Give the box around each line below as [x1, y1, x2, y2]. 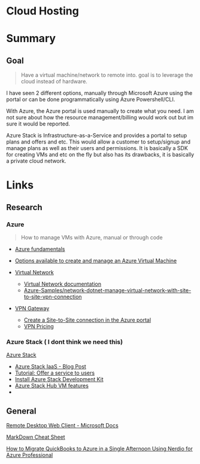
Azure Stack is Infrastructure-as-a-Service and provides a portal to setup [6, 132, 187, 139]
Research [6, 202, 43, 212]
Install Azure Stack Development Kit [14, 376, 104, 383]
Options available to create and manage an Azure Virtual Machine [14, 257, 177, 265]
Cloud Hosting [6, 4, 79, 18]
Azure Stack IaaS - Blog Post [14, 363, 87, 370]
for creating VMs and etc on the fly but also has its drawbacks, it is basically [6, 151, 195, 158]
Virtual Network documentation [23, 280, 102, 288]
